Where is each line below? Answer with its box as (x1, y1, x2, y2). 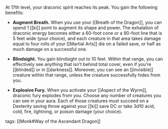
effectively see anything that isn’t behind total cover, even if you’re (12, 61, 152, 67)
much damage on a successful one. (12, 46, 88, 52)
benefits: (5, 10, 24, 16)
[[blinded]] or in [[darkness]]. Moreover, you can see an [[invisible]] (12, 67, 153, 73)
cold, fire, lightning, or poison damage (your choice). (12, 108, 122, 114)
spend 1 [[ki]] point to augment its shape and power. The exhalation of (12, 25, 159, 31)
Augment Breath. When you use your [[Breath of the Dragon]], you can (12, 20, 162, 25)
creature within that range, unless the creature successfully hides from (12, 72, 160, 78)
